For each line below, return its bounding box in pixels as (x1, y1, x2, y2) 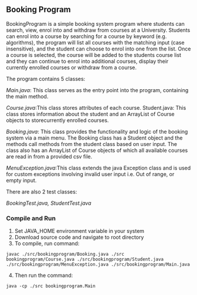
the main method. (6, 93, 49, 100)
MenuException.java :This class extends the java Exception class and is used (6, 164, 191, 171)
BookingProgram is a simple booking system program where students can (6, 20, 185, 27)
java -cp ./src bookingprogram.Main (6, 283, 96, 289)
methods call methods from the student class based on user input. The (6, 140, 178, 147)
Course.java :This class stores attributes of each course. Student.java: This (6, 104, 186, 111)
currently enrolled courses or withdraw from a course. (6, 64, 137, 71)
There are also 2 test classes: (6, 188, 77, 195)
